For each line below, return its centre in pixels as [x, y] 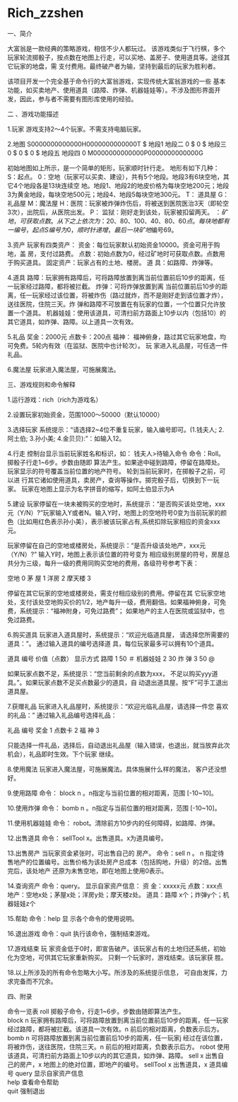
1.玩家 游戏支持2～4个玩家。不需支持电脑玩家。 [76, 129]
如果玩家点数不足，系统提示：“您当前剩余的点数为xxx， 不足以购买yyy [109, 673]
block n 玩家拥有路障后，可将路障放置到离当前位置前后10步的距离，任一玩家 [118, 1020]
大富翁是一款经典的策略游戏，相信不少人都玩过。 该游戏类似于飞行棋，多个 [117, 48]
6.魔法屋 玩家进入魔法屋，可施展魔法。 [64, 369]
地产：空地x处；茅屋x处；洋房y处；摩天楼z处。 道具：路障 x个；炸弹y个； [115, 894]
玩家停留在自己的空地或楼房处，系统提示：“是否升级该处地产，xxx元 [107, 545]
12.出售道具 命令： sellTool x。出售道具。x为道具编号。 [87, 838]
